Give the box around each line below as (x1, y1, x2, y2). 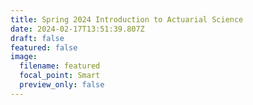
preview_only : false (19, 80, 105, 90)
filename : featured (19, 61, 101, 71)
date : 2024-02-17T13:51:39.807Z (10, 24, 145, 34)
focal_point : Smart (19, 71, 101, 81)
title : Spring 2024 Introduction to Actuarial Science (10, 14, 244, 25)
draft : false (10, 33, 65, 43)
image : (10, 52, 38, 62)
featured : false (10, 42, 78, 53)
